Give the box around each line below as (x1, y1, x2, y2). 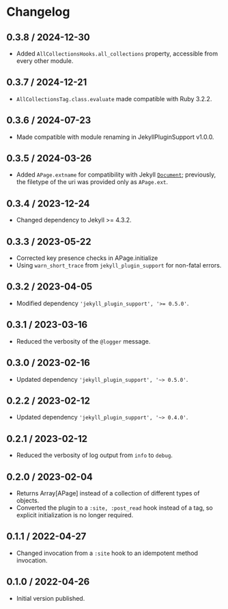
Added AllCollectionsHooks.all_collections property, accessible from (16, 49, 218, 57)
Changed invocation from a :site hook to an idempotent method (16, 549, 199, 557)
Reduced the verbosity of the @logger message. (16, 337, 151, 346)
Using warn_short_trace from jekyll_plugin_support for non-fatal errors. (16, 261, 222, 270)
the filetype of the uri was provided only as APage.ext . (16, 178, 169, 186)
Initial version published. (16, 594, 85, 602)
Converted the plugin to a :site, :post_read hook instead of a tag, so (16, 504, 213, 512)
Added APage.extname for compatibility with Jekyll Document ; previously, (16, 170, 216, 179)
